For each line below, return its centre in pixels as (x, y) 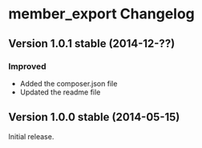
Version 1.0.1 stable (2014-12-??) (92, 44)
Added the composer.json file (69, 83)
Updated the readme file (60, 92)
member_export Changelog (101, 14)
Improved (27, 66)
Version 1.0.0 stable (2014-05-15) (94, 117)
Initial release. (31, 136)
